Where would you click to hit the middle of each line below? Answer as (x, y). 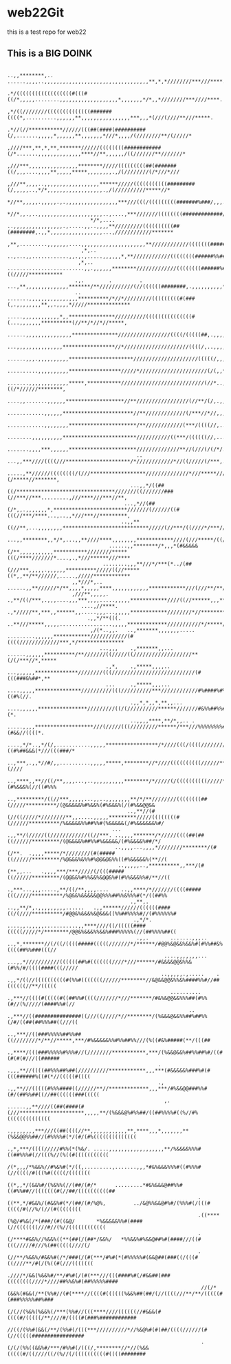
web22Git (35, 13)
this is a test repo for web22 (47, 32)
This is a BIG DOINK (50, 53)
